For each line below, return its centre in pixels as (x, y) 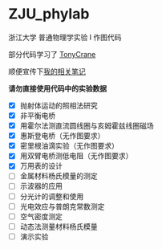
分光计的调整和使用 (52, 196)
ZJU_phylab (49, 14)
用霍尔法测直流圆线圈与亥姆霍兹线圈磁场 (87, 126)
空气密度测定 (41, 216)
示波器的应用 (41, 186)
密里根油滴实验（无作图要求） (69, 146)
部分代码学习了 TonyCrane (52, 54)
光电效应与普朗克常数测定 (62, 206)
